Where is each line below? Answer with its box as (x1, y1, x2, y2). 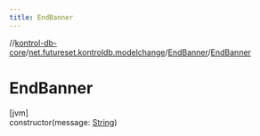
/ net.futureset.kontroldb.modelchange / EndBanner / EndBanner (25, 46, 252, 58)
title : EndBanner (9, 12, 74, 22)
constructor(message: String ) (9, 116, 118, 127)
